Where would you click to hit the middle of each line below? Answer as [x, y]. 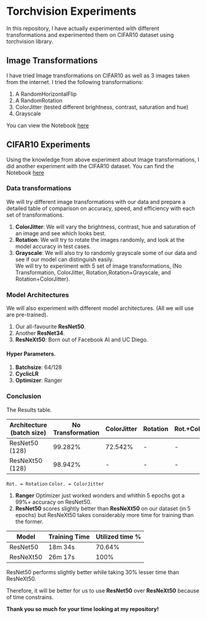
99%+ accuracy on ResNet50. [53, 502]
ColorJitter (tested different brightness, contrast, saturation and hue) [102, 107]
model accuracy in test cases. [53, 246]
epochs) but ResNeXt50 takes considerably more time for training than [105, 515]
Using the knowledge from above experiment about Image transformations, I [103, 159]
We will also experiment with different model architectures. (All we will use [100, 308]
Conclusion [24, 396]
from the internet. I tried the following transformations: [75, 82]
